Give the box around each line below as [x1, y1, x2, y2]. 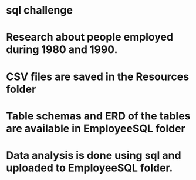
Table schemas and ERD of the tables [6, 109, 191, 122]
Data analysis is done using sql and [6, 148, 181, 162]
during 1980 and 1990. [6, 43, 118, 56]
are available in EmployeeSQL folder [6, 122, 186, 135]
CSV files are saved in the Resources [6, 70, 190, 83]
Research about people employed [6, 31, 174, 44]
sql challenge [6, 4, 73, 17]
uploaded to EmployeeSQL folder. [6, 161, 173, 174]
